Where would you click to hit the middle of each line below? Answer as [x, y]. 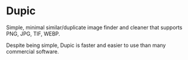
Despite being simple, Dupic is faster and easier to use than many [86, 45]
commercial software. [33, 51]
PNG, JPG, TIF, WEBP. [33, 33]
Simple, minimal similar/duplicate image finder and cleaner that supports [94, 27]
